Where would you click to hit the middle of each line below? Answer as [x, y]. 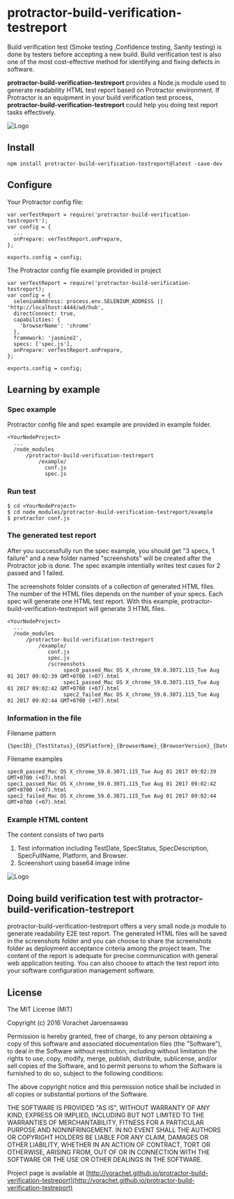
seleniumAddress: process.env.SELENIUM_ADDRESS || [88, 301]
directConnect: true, [45, 314]
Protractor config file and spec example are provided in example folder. [109, 425]
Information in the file [45, 718]
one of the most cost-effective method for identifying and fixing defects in [114, 61]
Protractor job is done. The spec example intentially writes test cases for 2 [114, 565]
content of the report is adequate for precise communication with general [112, 956]
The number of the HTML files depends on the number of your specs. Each [115, 594]
